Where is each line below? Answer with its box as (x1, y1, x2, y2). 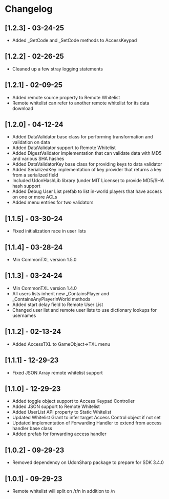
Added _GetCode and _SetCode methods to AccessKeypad (12, 37, 137, 43)
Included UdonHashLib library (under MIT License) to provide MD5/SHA (12, 177, 164, 184)
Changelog (5, 3, 53, 15)
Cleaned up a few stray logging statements (12, 65, 103, 72)
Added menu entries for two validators (12, 199, 94, 206)
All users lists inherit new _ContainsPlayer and (12, 290, 110, 296)
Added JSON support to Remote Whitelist (12, 403, 100, 409)
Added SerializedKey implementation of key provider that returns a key (12, 167, 162, 173)
